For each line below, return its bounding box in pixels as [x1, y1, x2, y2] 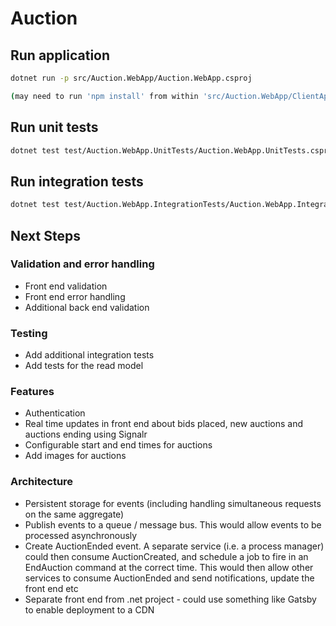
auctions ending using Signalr [24, 428, 148, 441]
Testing [10, 326, 48, 340]
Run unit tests [10, 119, 99, 136]
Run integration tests [10, 173, 144, 190]
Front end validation [24, 280, 108, 292]
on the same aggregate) [24, 508, 125, 520]
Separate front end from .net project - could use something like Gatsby [24, 593, 317, 605]
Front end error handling [24, 290, 126, 302]
